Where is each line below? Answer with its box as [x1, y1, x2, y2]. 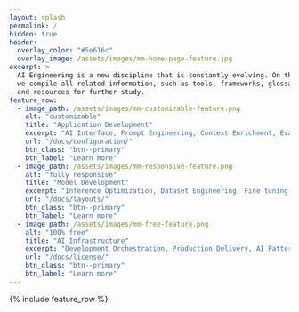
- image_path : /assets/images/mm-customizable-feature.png [17, 104, 241, 113]
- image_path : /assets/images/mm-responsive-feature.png [17, 162, 233, 171]
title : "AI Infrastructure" [25, 236, 129, 245]
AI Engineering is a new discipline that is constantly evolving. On [17, 71, 280, 80]
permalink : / [9, 21, 58, 30]
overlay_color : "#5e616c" [17, 46, 114, 55]
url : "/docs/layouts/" [25, 195, 109, 204]
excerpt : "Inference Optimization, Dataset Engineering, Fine [25, 187, 261, 196]
